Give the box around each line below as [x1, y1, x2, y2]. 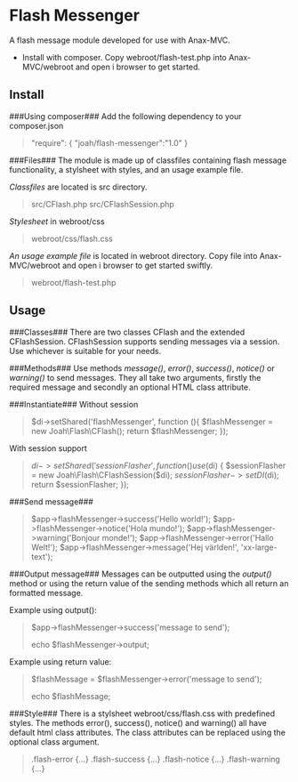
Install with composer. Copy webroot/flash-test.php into [21, 52, 227, 62]
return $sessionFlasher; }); [30, 479, 130, 489]
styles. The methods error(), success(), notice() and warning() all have [9, 717, 267, 728]
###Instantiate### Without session [9, 399, 139, 409]
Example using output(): [9, 604, 98, 615]
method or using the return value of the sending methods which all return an [9, 577, 289, 588]
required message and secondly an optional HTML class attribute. [9, 382, 251, 392]
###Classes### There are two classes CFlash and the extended [9, 327, 246, 337]
